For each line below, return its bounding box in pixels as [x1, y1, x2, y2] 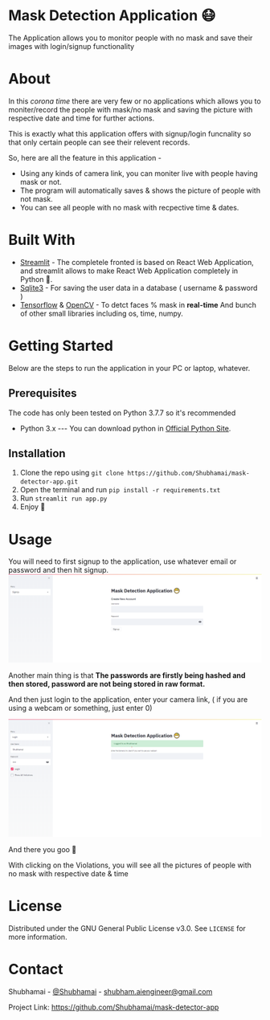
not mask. [19, 194, 54, 203]
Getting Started [8, 337, 114, 355]
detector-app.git [19, 478, 79, 486]
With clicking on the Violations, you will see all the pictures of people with [8, 860, 252, 870]
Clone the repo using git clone [19, 468, 125, 478]
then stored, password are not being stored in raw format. [8, 679, 206, 688]
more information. [8, 932, 67, 942]
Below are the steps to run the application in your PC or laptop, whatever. [8, 363, 251, 373]
